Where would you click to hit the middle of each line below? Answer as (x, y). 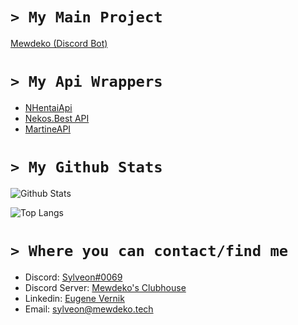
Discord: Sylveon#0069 (73, 277)
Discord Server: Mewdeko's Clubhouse (105, 287)
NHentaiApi (48, 107)
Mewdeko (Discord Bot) (59, 43)
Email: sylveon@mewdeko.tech (89, 309)
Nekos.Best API (57, 118)
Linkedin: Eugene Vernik (74, 298)
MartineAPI (48, 129)
